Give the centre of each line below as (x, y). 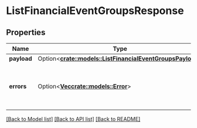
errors (18, 86)
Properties (26, 32)
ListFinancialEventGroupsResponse (95, 11)
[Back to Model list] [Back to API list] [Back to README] (73, 119)
